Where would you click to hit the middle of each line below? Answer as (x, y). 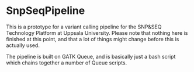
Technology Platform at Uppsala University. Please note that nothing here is (97, 33)
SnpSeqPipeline (46, 11)
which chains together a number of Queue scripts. (67, 63)
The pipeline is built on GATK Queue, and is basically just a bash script (91, 56)
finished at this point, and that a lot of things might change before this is (93, 39)
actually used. (23, 45)
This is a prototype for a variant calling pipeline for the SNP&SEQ (84, 27)
